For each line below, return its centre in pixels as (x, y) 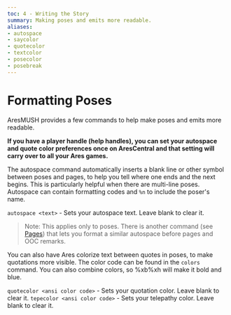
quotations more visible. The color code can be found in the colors (104, 262)
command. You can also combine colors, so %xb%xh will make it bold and (114, 269)
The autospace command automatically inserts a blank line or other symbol (115, 169)
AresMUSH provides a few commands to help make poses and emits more (114, 120)
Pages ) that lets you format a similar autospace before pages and (119, 233)
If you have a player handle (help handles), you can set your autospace (112, 141)
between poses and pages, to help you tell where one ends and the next (111, 176)
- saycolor (23, 40)
